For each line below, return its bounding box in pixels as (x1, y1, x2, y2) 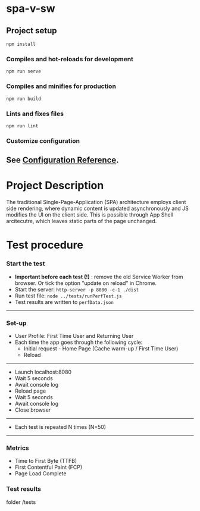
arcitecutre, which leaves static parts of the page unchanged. (6, 218, 157, 225)
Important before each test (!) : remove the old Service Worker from (14, 273, 183, 280)
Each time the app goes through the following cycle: (14, 338, 143, 346)
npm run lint (6, 123, 39, 129)
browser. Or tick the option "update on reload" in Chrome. (14, 279, 157, 287)
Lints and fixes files (6, 109, 64, 118)
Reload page (14, 387, 46, 394)
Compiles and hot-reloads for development (6, 55, 134, 63)
